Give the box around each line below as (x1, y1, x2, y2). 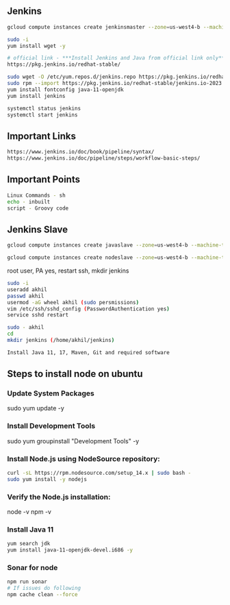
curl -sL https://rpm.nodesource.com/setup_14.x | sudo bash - (7, 469, 192, 477)
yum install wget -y (7, 42, 66, 49)
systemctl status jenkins (7, 105, 81, 112)
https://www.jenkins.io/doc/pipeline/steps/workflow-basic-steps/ (7, 155, 201, 162)
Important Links (7, 130, 77, 142)
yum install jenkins (7, 92, 66, 99)
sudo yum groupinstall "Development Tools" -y (7, 436, 140, 445)
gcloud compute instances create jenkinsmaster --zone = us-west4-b (7, 23, 201, 30)
